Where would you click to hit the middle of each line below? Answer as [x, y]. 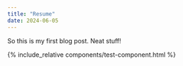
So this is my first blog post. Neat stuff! [65, 40]
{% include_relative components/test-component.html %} [91, 55]
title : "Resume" [31, 14]
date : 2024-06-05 [33, 21]
